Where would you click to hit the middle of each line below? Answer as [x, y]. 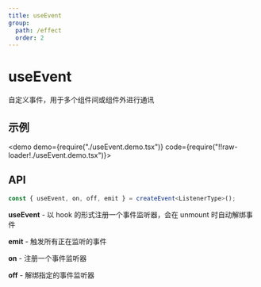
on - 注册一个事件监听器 [48, 258]
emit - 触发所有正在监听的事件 [58, 241]
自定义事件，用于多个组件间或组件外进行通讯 [81, 100]
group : [19, 23]
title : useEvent [35, 15]
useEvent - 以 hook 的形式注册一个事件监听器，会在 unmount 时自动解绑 [127, 214]
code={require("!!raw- [202, 147]
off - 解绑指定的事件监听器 [52, 275]
